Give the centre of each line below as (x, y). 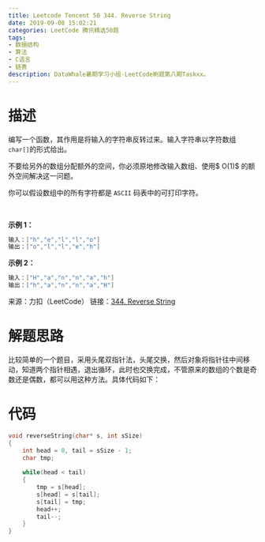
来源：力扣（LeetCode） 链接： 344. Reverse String (92, 302)
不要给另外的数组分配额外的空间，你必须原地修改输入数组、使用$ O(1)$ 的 (128, 166)
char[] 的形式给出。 (39, 149)
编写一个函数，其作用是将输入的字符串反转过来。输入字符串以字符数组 (122, 139)
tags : (17, 38)
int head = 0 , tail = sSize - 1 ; (77, 450)
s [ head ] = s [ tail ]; (69, 495)
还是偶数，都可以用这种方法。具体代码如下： (87, 379)
